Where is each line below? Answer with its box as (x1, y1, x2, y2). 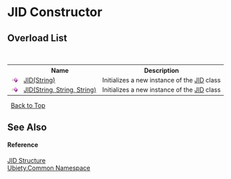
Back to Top (10, 101, 46, 109)
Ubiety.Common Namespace (7, 164, 91, 172)
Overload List (7, 32, 67, 44)
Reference (7, 141, 39, 149)
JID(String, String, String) (23, 85, 97, 94)
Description (143, 66, 179, 74)
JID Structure (7, 157, 46, 165)
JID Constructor (7, 4, 103, 20)
